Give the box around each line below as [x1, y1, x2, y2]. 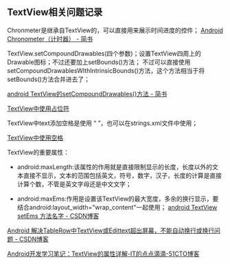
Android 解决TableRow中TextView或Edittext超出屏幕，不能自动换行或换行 [7, 226, 215, 234]
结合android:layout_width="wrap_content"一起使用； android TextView [16, 203, 218, 211]
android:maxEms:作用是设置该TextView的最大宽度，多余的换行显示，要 [16, 195, 219, 203]
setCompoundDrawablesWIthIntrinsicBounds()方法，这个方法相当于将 [7, 66, 205, 74]
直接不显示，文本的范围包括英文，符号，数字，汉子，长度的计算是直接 [23, 171, 222, 179]
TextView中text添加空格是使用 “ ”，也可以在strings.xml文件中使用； [7, 119, 198, 127]
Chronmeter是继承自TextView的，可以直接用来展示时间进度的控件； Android [7, 26, 223, 34]
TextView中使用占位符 [7, 104, 70, 112]
